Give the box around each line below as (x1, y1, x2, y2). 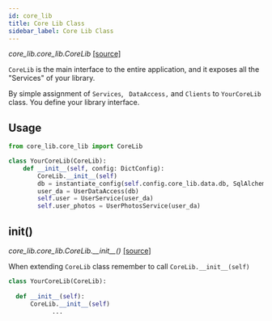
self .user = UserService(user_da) (37, 195, 154, 203)
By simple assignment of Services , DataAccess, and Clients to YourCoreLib (8, 89, 261, 99)
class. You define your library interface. (8, 98, 140, 108)
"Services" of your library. (8, 74, 96, 83)
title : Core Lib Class (8, 19, 85, 27)
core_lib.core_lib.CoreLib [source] (8, 49, 121, 59)
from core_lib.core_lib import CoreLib (8, 142, 143, 150)
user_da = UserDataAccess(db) (37, 187, 139, 195)
